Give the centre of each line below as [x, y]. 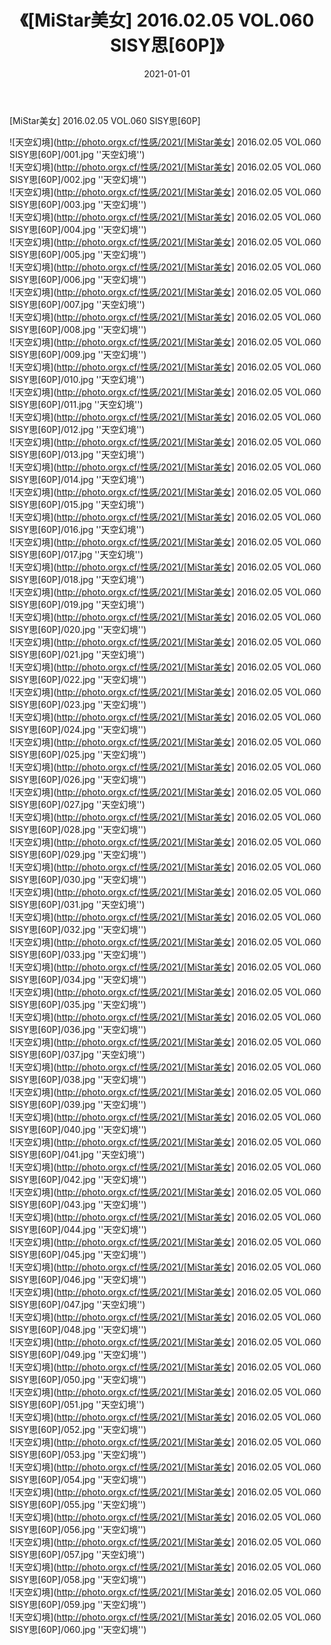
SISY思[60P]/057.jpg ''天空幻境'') [77, 1554]
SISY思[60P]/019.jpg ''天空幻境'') [77, 604]
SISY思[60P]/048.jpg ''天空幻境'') [78, 1329]
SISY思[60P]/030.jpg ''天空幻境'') [78, 879]
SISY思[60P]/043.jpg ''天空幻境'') [78, 1204]
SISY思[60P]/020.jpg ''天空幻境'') [78, 629]
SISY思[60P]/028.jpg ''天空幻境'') [78, 829]
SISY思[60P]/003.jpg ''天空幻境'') [78, 204]
